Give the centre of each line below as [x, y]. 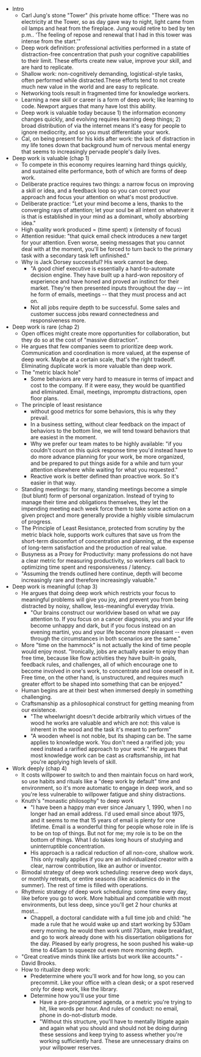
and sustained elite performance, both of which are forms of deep [104, 171]
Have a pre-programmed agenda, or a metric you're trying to [115, 1002]
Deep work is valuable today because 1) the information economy [103, 113]
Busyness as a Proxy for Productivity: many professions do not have [107, 554]
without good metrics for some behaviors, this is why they [103, 411]
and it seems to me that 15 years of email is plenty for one [103, 820]
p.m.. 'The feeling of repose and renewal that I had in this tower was [107, 35]
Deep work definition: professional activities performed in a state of [106, 48]
